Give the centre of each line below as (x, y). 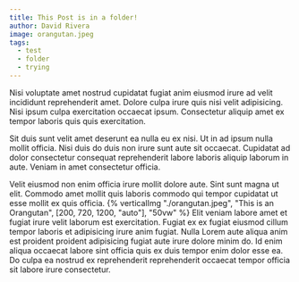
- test (30, 51)
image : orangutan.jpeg (51, 34)
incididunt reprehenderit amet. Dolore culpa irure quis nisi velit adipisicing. (146, 102)
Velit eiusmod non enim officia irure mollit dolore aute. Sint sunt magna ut (144, 184)
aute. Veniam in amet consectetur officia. (85, 167)
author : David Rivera (50, 26)
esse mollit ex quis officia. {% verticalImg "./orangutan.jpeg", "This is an (142, 203)
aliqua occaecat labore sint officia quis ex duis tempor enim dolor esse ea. (146, 250)
